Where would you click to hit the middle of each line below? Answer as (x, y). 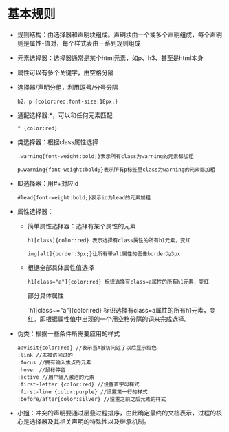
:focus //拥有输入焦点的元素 (54, 362)
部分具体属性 (45, 295)
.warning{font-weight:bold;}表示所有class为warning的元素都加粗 (105, 156)
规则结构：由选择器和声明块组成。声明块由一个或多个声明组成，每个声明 (119, 35)
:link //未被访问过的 (45, 355)
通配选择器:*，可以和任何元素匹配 (65, 115)
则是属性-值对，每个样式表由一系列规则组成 (79, 43)
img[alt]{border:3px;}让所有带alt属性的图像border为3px (104, 254)
